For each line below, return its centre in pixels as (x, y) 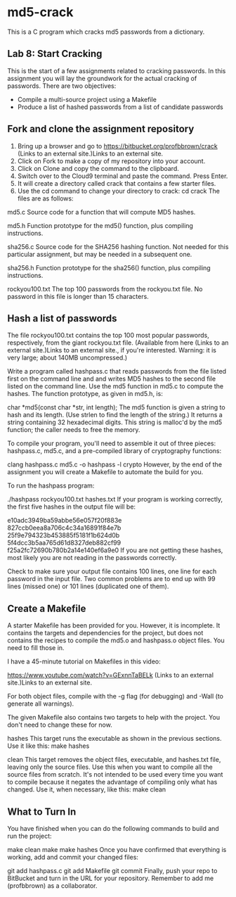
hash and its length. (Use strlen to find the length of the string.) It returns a (115, 415)
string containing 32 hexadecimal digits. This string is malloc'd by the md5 (115, 422)
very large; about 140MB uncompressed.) (67, 358)
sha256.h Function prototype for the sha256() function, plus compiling (109, 267)
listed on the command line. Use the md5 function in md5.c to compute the (116, 386)
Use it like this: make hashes (48, 746)
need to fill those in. (36, 648)
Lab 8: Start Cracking (55, 54)
